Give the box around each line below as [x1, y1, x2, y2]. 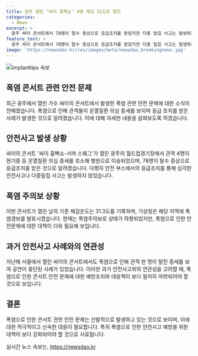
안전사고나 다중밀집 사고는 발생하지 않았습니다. [6, 172, 114, 179]
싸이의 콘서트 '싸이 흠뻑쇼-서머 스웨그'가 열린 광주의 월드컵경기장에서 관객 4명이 [6, 150, 190, 157]
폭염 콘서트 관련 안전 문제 [6, 83, 93, 93]
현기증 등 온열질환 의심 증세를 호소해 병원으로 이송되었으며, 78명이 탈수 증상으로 [6, 157, 190, 164]
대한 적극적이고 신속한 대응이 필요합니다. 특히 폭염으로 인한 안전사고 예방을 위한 [6, 323, 189, 330]
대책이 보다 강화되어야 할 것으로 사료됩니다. [6, 331, 105, 338]
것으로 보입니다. [6, 281, 43, 287]
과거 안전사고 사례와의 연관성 [6, 241, 105, 251]
